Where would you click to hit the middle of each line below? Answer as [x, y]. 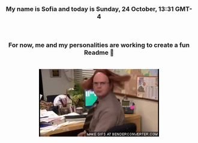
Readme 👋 [99, 53]
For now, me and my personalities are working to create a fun [99, 45]
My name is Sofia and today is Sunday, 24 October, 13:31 [90, 9]
